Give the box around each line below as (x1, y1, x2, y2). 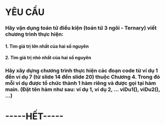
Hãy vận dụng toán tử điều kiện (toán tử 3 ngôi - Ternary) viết (5, 25, 157, 32)
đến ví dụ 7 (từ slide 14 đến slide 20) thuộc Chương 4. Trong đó (5, 73, 160, 80)
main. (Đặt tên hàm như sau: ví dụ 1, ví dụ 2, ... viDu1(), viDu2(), (5, 86, 160, 93)
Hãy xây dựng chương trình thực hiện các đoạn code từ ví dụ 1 (5, 67, 158, 74)
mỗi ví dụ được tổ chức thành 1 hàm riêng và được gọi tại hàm (5, 80, 156, 87)
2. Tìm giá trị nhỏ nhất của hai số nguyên (5, 55, 91, 61)
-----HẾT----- (5, 111, 64, 122)
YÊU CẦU (5, 7, 45, 18)
